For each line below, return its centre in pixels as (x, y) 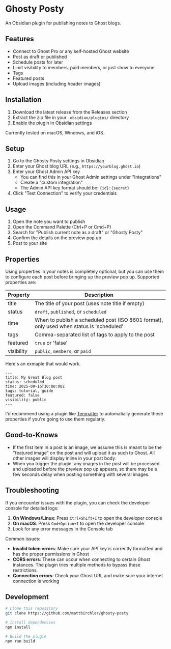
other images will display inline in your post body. (64, 458)
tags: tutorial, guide (29, 391)
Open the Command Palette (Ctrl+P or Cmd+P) (62, 227)
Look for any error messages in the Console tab (63, 529)
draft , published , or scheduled (71, 312)
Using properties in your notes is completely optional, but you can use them (85, 271)
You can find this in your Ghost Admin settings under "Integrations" (91, 177)
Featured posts (28, 78)
